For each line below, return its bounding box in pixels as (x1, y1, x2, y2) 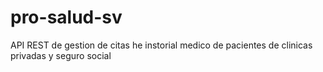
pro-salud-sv (10, 6, 123, 29)
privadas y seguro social (10, 49, 112, 61)
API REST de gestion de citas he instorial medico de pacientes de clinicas (10, 39, 313, 51)
